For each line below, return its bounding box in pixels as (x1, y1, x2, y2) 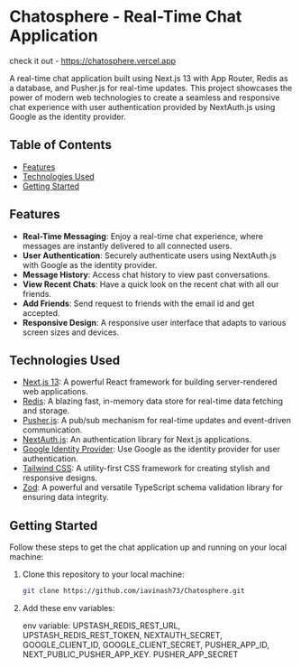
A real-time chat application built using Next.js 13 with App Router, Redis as (9, 72, 288, 83)
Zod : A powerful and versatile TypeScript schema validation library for (22, 482, 284, 493)
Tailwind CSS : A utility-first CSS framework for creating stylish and (22, 463, 270, 474)
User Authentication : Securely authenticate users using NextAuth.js (22, 250, 277, 261)
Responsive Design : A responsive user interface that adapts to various (22, 317, 287, 328)
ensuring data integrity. (22, 492, 110, 503)
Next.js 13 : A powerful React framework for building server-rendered (22, 376, 278, 387)
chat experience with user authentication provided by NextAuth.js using (9, 101, 276, 112)
